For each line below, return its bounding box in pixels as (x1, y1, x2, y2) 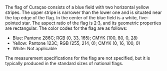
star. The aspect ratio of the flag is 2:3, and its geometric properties (21, 20, 161, 26)
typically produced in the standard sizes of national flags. (5, 61, 123, 66)
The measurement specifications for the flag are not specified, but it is (5, 55, 150, 61)
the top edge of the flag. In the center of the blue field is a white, (5, 15, 138, 20)
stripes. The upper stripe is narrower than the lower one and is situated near (5, 9, 162, 15)
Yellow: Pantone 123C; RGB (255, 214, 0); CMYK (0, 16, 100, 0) (12, 40, 140, 46)
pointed (5, 20, 21, 26)
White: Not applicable (12, 46, 57, 51)
